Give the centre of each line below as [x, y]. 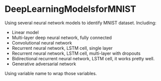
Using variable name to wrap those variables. [51, 73]
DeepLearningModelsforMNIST [71, 9]
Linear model [25, 32]
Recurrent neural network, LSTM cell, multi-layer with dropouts [76, 53]
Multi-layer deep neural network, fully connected [62, 38]
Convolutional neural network [42, 42]
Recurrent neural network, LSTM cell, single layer [62, 48]
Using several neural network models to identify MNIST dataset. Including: [80, 23]
